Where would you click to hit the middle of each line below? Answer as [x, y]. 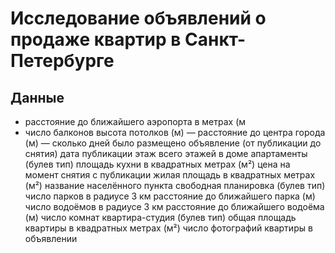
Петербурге [62, 61]
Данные [37, 97]
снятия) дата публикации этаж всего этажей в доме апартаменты [166, 153]
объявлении [51, 238]
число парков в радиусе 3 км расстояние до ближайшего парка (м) [170, 196]
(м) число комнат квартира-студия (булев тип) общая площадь [160, 217]
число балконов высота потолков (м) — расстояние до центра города [175, 132]
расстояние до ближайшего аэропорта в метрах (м [135, 121]
